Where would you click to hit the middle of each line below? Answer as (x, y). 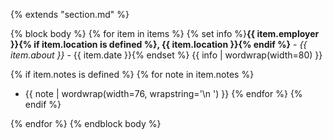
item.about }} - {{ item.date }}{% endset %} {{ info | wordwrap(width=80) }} (166, 55)
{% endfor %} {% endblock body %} (86, 123)
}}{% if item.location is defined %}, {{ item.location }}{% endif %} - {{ (159, 44)
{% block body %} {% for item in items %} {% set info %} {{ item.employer (165, 33)
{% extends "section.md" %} (70, 14)
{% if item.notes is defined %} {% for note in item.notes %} (132, 74)
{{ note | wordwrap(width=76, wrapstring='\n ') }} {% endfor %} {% (163, 93)
